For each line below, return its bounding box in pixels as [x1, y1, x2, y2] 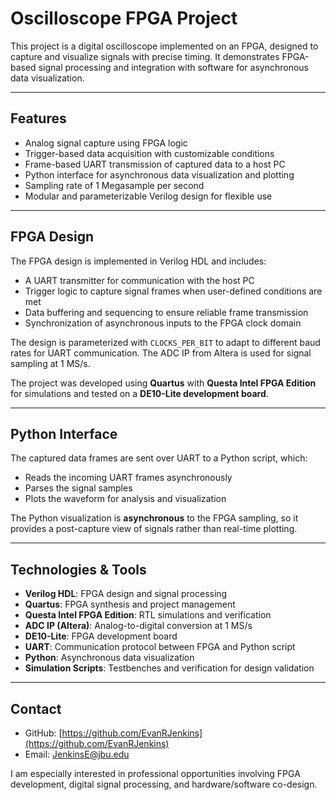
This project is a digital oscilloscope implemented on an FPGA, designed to [10, 40, 319, 52]
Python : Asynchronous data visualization [24, 652, 195, 664]
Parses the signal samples [24, 482, 133, 494]
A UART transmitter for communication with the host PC [24, 274, 255, 286]
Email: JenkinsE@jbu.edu [24, 748, 130, 760]
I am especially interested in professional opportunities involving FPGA [10, 768, 301, 779]
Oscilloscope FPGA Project [10, 7, 238, 30]
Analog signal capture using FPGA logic [24, 137, 188, 149]
